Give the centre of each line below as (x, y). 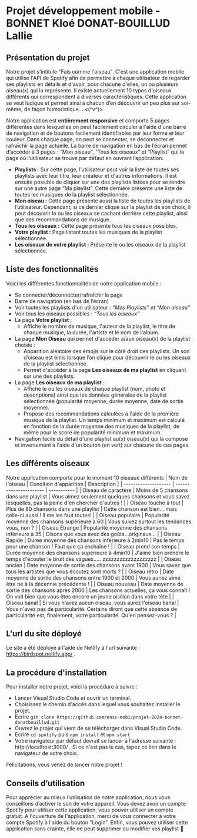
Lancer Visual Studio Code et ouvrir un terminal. (73, 698)
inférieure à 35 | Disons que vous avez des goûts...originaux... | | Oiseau (94, 534)
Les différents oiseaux (48, 463)
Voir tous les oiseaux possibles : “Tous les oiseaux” (77, 314)
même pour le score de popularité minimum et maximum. (93, 432)
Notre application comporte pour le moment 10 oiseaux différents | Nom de (97, 477)
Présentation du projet (48, 57)
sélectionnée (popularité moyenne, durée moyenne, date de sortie (103, 401)
